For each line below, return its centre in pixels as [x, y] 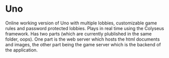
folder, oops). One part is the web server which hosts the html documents [83, 39]
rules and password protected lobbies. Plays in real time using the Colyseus [85, 28]
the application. [22, 50]
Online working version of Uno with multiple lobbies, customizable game [81, 23]
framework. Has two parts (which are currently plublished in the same [78, 34]
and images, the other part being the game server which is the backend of [83, 44]
